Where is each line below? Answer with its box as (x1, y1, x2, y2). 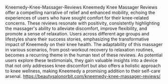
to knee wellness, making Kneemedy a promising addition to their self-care (5, 68, 160, 74)
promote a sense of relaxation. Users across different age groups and (5, 31, 149, 36)
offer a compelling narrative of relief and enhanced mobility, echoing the (5, 9, 155, 15)
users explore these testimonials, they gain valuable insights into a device (5, 57, 157, 63)
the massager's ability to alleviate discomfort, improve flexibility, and (5, 25, 147, 31)
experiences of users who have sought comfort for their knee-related (5, 15, 149, 20)
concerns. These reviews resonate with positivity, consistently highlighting (5, 20, 160, 26)
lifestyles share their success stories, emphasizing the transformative (5, 36, 149, 42)
